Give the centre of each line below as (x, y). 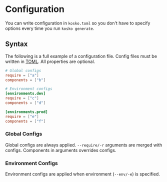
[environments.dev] (25, 93)
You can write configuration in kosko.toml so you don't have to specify (78, 23)
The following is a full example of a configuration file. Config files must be (81, 56)
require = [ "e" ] (22, 116)
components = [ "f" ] (25, 121)
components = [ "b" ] (25, 80)
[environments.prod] (27, 112)
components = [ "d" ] (25, 103)
